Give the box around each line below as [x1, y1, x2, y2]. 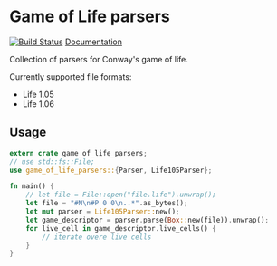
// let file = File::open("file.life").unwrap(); [25, 190, 217, 200]
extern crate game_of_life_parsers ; [9, 148, 148, 157]
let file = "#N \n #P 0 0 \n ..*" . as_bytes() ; [25, 199, 188, 208]
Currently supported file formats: [9, 71, 132, 82]
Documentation [64, 36, 123, 47]
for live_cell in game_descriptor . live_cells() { [25, 223, 217, 233]
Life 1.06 [22, 98, 54, 109]
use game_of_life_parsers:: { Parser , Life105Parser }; [9, 166, 213, 175]
